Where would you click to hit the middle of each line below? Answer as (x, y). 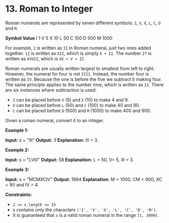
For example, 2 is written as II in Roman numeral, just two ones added (78, 48)
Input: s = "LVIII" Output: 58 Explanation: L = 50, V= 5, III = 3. (70, 160)
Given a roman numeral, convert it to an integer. (55, 120)
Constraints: (19, 194)
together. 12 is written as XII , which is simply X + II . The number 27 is (78, 53)
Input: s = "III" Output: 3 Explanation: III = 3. (52, 140)
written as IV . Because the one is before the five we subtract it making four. (84, 79)
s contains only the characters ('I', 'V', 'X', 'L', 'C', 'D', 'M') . (85, 210)
